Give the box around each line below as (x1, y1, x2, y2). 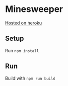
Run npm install (5, 47, 39, 53)
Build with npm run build (5, 75, 56, 81)
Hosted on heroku (5, 20, 42, 26)
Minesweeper (5, 3, 63, 15)
